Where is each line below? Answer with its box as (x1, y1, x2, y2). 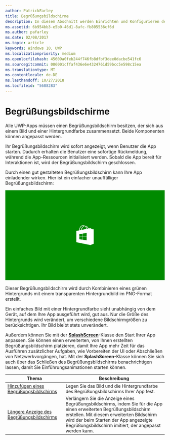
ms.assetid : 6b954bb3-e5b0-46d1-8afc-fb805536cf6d (5, 24, 114, 29)
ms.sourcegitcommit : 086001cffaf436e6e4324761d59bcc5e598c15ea (5, 61, 142, 67)
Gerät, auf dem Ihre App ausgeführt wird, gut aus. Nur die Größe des (5, 311, 149, 317)
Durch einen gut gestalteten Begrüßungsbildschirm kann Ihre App (5, 169, 143, 175)
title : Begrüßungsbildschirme (5, 13, 69, 19)
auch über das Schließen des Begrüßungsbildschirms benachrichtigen (5, 359, 152, 365)
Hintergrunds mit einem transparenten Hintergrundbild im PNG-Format (5, 290, 152, 297)
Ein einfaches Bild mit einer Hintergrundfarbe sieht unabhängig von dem (5, 305, 156, 312)
